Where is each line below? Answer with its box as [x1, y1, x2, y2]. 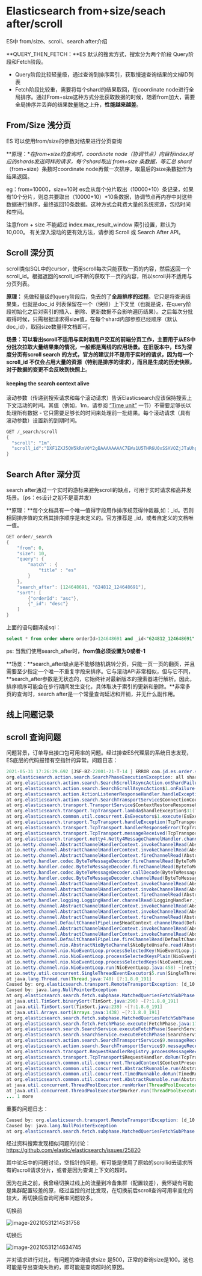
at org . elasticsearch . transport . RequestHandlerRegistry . [6, 1048, 152, 1054]
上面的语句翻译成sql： [6, 624, 61, 631]
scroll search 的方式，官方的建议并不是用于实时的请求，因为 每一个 [26, 350, 194, 358]
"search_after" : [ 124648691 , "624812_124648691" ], [17, 584, 147, 590]
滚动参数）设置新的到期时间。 [6, 417, 80, 424]
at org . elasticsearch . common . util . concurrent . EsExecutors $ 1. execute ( [6, 814, 185, 820]
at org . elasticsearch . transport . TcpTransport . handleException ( [6, 819, 168, 826]
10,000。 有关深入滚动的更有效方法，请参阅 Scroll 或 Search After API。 [6, 228, 185, 235]
